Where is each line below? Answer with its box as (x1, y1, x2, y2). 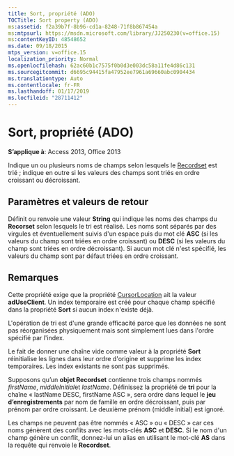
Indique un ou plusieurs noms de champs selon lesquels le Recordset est (8, 161, 218, 169)
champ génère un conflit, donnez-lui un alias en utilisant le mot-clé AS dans (8, 433, 226, 441)
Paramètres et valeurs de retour (8, 196, 149, 208)
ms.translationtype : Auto (8, 75, 83, 82)
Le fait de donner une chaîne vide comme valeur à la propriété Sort (8, 347, 201, 356)
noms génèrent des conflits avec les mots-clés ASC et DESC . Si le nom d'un (8, 426, 227, 434)
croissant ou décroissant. (8, 176, 81, 184)
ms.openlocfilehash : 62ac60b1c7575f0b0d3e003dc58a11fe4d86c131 (8, 62, 196, 69)
